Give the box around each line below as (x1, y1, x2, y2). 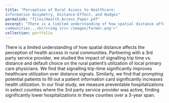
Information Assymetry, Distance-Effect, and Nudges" (5, 12, 121, 17)
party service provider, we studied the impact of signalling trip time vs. (5, 55, 152, 60)
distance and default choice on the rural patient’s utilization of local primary (5, 60, 162, 66)
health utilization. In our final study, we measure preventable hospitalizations (5, 81, 164, 87)
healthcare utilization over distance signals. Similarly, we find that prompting (5, 71, 163, 76)
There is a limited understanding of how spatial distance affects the (5, 44, 145, 50)
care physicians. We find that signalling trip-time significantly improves (5, 65, 152, 71)
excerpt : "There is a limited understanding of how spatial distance (5, 21, 154, 26)
